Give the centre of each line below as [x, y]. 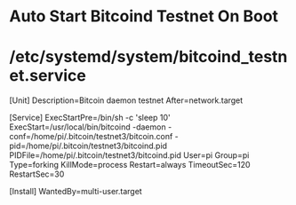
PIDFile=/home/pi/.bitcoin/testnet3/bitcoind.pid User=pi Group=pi [129, 155]
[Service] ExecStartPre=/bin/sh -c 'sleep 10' [90, 118]
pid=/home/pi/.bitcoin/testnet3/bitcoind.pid [88, 146]
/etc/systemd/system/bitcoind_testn [148, 57]
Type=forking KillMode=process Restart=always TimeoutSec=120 [130, 165]
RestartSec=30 [37, 174]
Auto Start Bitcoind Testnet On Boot [144, 16]
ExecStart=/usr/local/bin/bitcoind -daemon [88, 127]
